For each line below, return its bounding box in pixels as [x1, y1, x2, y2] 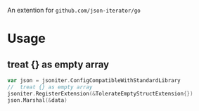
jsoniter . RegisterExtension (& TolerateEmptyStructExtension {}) [7, 90, 193, 97]
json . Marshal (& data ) [7, 96, 68, 104]
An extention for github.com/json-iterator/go [7, 6, 141, 14]
